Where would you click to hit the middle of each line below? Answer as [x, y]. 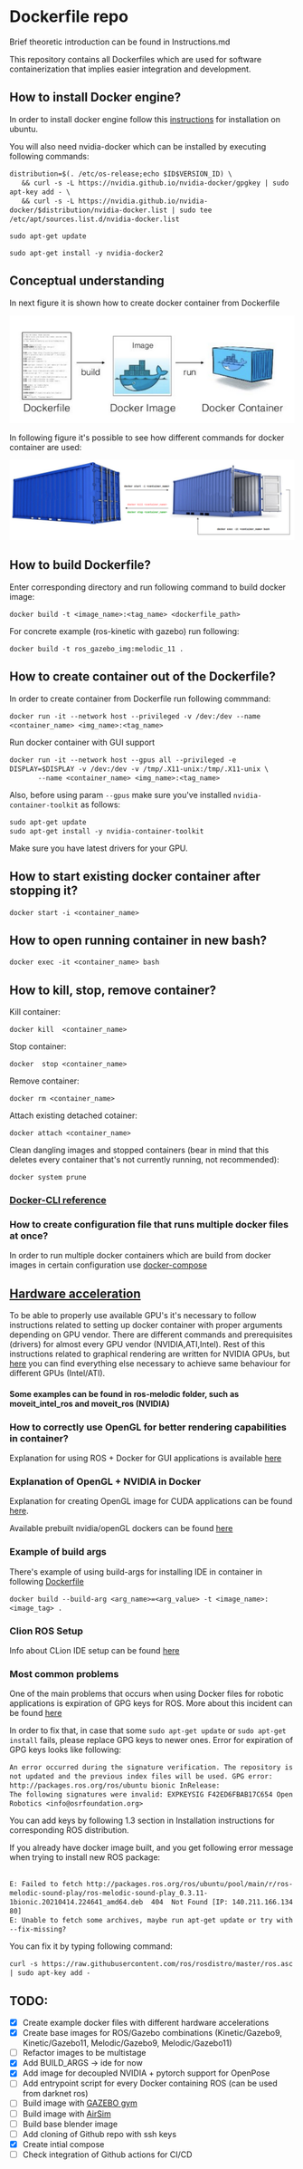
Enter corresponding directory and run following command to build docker [148, 587]
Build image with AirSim [66, 2114]
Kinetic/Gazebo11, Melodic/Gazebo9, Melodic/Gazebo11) [127, 2043]
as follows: [100, 805]
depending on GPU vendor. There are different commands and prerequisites [151, 1335]
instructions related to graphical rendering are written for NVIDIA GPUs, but [150, 1354]
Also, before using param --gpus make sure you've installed [121, 795]
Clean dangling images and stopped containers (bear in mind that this [139, 1150]
